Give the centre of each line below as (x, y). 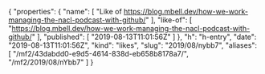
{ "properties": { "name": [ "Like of (65, 12)
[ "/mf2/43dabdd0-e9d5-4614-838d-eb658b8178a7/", (98, 54)
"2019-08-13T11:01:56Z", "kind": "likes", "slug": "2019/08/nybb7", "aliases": (133, 45)
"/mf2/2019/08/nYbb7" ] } (51, 62)
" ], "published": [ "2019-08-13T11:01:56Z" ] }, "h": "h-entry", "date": (144, 37)
